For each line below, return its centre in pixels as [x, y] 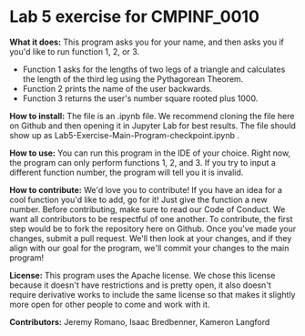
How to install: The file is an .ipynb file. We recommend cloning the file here [152, 116]
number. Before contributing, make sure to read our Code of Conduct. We [147, 209]
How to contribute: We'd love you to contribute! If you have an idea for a [146, 189]
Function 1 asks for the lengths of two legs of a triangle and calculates [154, 69]
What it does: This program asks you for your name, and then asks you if [147, 42]
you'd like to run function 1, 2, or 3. [74, 51]
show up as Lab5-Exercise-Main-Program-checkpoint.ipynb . [124, 135]
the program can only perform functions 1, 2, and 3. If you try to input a [142, 162]
